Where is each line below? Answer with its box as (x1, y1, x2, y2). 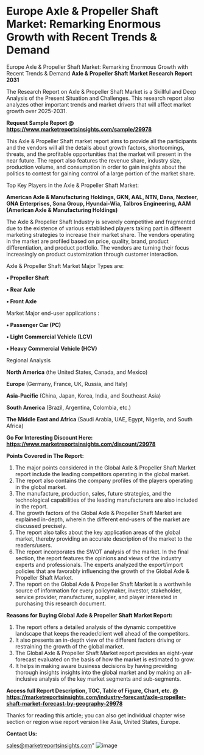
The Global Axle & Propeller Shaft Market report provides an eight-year (15, 649, 194, 656)
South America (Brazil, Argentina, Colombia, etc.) (6, 404, 132, 411)
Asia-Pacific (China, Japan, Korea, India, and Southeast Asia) (6, 392, 161, 399)
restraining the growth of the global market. (15, 642, 125, 650)
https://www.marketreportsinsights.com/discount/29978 (6, 440, 156, 448)
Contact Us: (6, 729, 38, 737)
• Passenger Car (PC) (6, 321, 62, 328)
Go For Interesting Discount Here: (6, 434, 93, 441)
